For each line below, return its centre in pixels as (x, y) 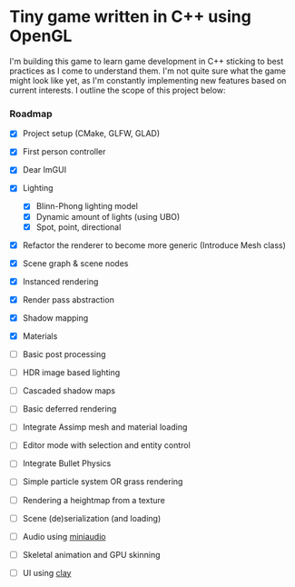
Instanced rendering (60, 281)
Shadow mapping (55, 318)
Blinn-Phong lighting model (87, 206)
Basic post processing (64, 354)
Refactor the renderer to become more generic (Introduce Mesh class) (154, 245)
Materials (40, 336)
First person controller (64, 152)
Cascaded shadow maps (69, 391)
